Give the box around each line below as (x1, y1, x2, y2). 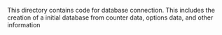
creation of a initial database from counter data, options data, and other (7, 13, 214, 22)
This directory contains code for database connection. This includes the (7, 6, 216, 14)
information (7, 21, 41, 29)
